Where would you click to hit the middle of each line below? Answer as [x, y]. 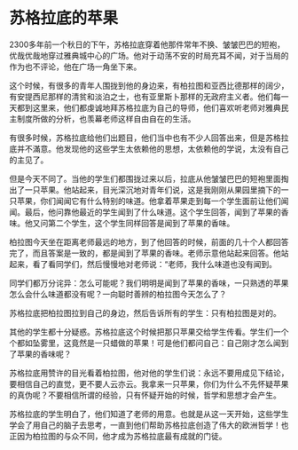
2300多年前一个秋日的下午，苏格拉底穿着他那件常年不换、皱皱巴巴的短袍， [147, 44]
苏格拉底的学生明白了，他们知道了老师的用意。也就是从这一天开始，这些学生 [149, 414]
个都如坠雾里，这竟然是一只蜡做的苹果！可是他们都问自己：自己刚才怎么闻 [145, 343]
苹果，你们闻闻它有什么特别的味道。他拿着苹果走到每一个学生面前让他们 [149, 201]
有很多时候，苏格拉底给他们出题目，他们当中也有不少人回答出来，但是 [137, 138]
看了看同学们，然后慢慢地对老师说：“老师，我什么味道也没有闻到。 [155, 264]
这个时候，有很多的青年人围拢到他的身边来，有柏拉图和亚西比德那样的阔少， [149, 85]
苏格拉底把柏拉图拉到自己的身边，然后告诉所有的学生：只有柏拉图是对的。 [145, 312]
